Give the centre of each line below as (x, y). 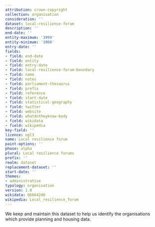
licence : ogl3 (20, 135)
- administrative (23, 181)
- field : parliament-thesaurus (38, 84)
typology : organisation (30, 186)
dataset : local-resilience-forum (40, 24)
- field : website (23, 112)
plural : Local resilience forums (40, 153)
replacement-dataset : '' (31, 167)
